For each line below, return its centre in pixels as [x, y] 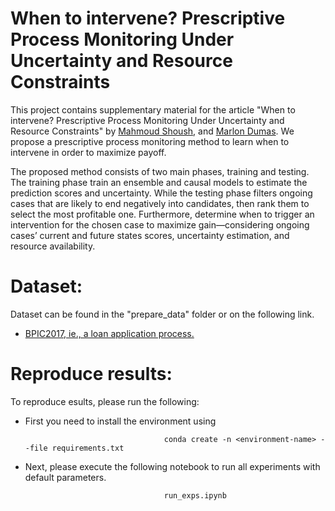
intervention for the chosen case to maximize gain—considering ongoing [160, 224]
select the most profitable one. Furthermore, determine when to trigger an [162, 214]
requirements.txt [88, 448]
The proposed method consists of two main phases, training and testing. [160, 171]
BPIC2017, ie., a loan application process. [109, 333]
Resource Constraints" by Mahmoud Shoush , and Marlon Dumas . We [152, 131]
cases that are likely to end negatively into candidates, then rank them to [160, 203]
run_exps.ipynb [195, 495]
